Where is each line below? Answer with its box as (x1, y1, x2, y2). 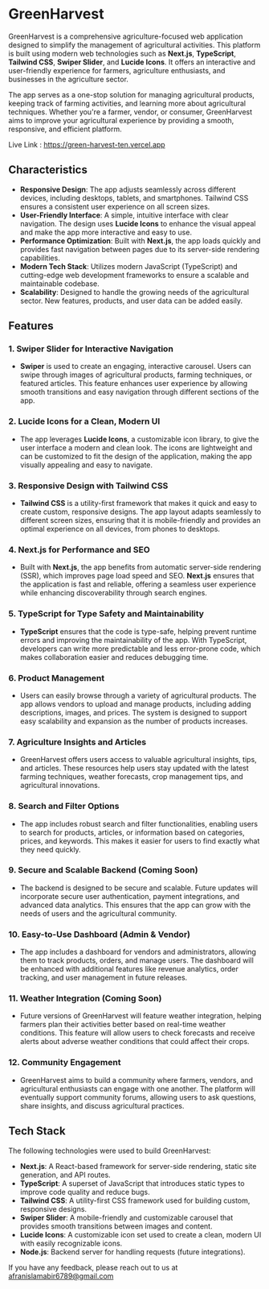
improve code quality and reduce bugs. (19, 1187, 150, 1196)
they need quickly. (19, 844, 82, 854)
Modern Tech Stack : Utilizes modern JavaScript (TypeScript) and (19, 261, 238, 271)
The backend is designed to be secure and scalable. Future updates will (19, 883, 259, 893)
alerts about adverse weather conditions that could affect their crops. (19, 1037, 251, 1047)
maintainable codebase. (19, 279, 100, 288)
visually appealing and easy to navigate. (19, 460, 153, 470)
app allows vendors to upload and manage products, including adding (19, 698, 251, 709)
